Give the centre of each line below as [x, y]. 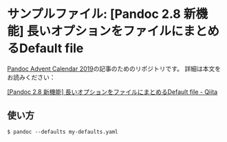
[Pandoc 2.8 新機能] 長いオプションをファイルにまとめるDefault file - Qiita [112, 92]
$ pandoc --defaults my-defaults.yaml [63, 132]
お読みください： [31, 77]
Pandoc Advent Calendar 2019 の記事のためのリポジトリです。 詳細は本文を [114, 69]
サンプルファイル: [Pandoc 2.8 [94, 14]
